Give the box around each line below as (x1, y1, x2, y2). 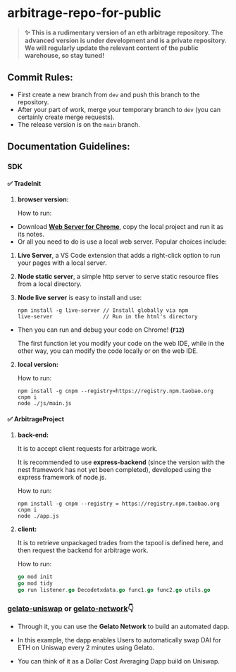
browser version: (17, 195, 69, 204)
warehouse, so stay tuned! (24, 51, 105, 59)
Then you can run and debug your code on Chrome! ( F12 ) (17, 325, 185, 334)
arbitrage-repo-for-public (7, 5, 162, 21)
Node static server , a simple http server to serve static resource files (17, 273, 219, 281)
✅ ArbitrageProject (7, 414, 65, 423)
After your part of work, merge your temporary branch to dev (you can (17, 105, 221, 113)
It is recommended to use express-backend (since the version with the (17, 458, 225, 466)
